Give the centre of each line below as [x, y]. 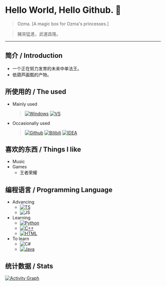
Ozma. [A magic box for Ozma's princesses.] [63, 24]
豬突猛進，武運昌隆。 [39, 34]
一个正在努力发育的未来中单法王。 [47, 68]
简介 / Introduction [34, 56]
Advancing [23, 202]
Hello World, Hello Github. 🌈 [63, 10]
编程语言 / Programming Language [59, 190]
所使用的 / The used [36, 92]
